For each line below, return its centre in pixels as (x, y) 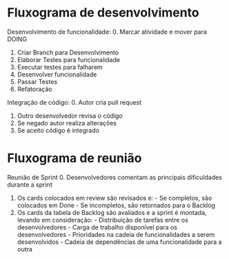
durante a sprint (30, 185)
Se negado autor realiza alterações (67, 123)
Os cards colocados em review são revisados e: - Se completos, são (114, 198)
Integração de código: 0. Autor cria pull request (74, 102)
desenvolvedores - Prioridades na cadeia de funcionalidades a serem (116, 234)
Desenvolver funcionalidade (57, 74)
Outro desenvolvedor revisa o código (70, 116)
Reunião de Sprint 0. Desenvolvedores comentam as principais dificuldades (115, 177)
